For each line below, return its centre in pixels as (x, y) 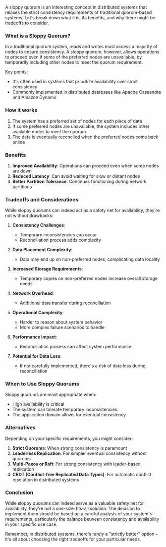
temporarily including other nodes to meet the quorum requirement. (74, 62)
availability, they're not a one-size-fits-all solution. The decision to (73, 509)
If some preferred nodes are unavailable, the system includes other (81, 126)
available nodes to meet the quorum (49, 131)
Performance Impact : (35, 337)
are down (22, 171)
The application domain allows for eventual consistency (69, 415)
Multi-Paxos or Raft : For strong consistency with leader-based (77, 464)
